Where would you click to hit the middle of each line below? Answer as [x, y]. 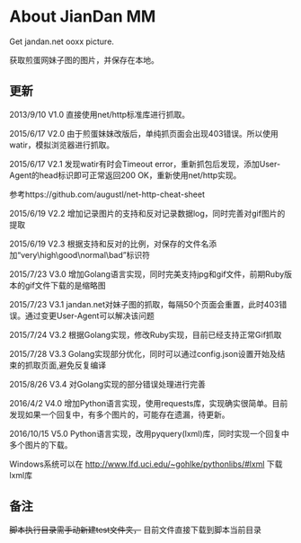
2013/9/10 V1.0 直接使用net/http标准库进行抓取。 [100, 114]
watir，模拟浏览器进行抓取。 [62, 145]
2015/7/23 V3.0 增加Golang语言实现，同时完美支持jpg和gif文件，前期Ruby [147, 274]
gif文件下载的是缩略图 [65, 285]
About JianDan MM [83, 17]
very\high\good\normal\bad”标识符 [86, 254]
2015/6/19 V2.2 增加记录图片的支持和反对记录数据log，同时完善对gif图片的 [147, 213]
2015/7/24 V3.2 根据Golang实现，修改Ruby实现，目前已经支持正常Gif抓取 [146, 334]
